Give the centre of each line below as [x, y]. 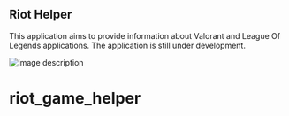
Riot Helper [41, 15]
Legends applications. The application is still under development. [127, 45]
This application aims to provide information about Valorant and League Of [145, 35]
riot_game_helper [75, 98]
